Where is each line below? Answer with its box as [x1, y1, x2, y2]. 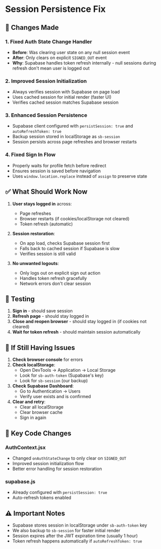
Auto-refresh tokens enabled [12, 495, 72, 501]
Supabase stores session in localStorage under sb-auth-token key [12, 522, 147, 528]
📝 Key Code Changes [5, 429, 72, 437]
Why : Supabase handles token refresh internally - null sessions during [12, 60, 157, 66]
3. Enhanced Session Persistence [5, 112, 88, 119]
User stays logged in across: [12, 201, 72, 206]
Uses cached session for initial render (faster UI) [12, 94, 111, 100]
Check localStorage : [12, 362, 55, 368]
